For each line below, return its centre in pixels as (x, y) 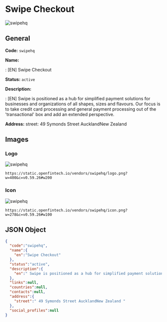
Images (17, 140)
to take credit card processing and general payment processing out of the (81, 109)
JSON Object (26, 230)
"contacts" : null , (28, 292)
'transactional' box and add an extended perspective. (60, 114)
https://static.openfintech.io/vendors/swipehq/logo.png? (66, 174)
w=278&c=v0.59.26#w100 (29, 214)
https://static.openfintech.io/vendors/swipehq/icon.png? (66, 210)
